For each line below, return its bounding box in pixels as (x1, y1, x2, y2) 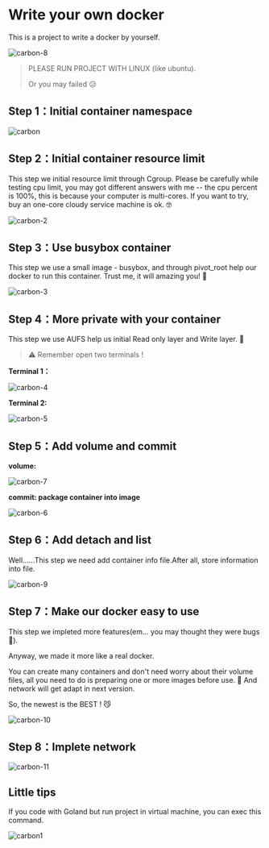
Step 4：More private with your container (8, 312, 221, 326)
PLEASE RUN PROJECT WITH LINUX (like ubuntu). (27, 63, 197, 73)
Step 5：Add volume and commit (8, 439, 177, 453)
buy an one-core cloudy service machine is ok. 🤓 (8, 199, 172, 209)
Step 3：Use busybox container (8, 240, 172, 255)
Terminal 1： (8, 367, 51, 376)
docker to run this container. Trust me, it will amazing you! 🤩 (8, 272, 208, 281)
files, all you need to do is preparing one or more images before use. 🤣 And (8, 675, 258, 684)
